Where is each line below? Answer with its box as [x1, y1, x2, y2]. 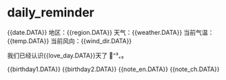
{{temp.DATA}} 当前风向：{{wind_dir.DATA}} [7, 36, 132, 45]
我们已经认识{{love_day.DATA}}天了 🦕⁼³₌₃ [7, 51, 124, 59]
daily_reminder [7, 5, 94, 21]
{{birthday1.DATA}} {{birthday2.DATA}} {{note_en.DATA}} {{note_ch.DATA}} [7, 65, 220, 73]
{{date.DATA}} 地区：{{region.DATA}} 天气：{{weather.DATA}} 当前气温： [7, 28, 214, 36]
